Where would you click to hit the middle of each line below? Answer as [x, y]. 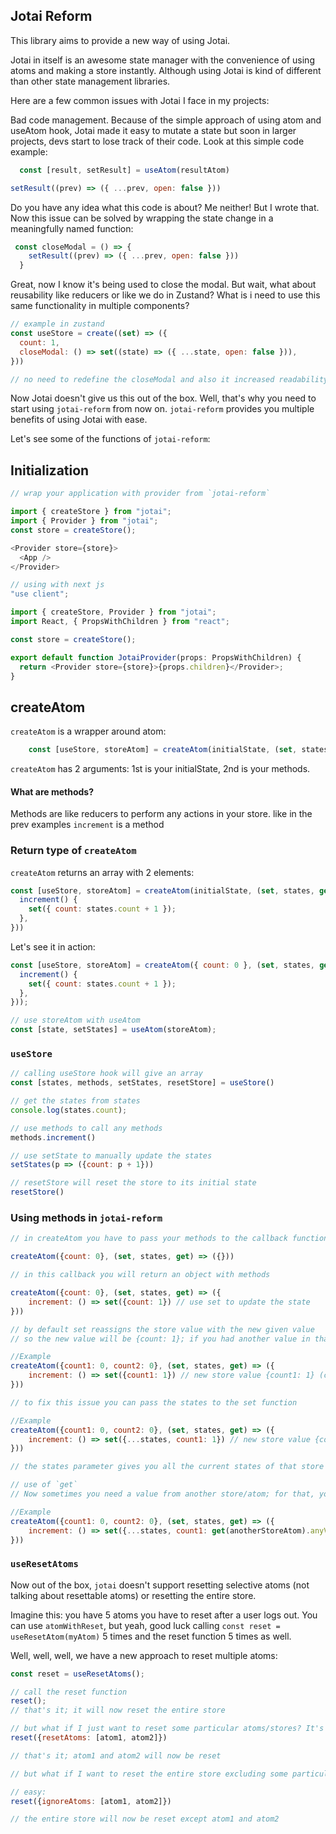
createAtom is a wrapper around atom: [88, 731]
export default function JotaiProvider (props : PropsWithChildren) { [156, 657]
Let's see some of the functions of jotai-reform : [110, 439]
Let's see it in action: [53, 946]
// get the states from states [75, 1101]
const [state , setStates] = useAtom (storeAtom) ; [113, 1030]
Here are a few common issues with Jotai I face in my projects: [140, 100]
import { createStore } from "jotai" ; [91, 512]
